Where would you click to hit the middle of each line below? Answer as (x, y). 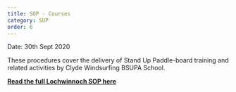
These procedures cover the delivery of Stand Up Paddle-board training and (118, 60)
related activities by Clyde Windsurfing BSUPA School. (86, 68)
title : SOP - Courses (39, 14)
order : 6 (20, 27)
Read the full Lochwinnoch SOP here (62, 81)
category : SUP (28, 20)
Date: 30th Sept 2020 (39, 47)
